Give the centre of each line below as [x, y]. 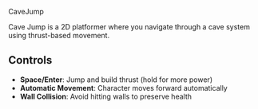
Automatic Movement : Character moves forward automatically [123, 88]
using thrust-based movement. [59, 35]
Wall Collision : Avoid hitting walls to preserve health [105, 96]
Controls [30, 60]
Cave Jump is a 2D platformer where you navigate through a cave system [129, 27]
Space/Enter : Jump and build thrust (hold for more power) [116, 80]
